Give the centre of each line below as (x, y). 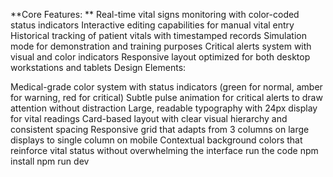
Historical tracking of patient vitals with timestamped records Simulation (158, 35)
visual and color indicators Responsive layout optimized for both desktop (160, 57)
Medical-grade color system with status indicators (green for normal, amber (166, 87)
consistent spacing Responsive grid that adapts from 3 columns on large (160, 129)
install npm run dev (50, 161)
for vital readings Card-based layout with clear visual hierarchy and (149, 118)
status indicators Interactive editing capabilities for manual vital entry (152, 25)
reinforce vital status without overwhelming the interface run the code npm (164, 150)
